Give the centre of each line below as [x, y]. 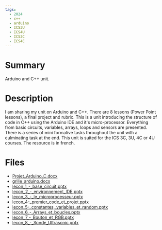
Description [29, 98]
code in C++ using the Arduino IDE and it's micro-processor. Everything [77, 122]
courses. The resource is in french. [40, 143]
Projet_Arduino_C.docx [35, 176]
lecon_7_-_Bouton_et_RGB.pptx [43, 217]
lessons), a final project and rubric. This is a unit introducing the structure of [81, 117]
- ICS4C [17, 41]
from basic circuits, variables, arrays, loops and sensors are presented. [76, 127]
